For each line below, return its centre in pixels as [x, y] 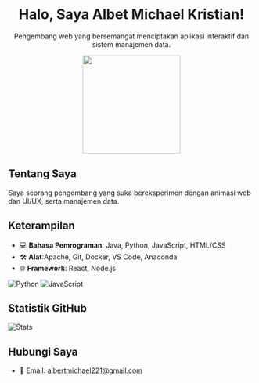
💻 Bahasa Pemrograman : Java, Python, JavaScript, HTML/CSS [122, 245]
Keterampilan [42, 226]
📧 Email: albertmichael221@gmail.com [81, 370]
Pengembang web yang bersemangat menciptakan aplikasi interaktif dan [131, 36]
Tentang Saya [42, 174]
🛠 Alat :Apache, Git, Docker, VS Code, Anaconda [98, 257]
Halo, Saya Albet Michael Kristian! [131, 14]
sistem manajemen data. [131, 44]
